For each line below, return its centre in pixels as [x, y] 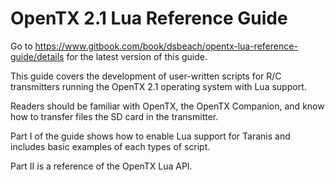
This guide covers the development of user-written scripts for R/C [146, 76]
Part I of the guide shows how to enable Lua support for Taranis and [150, 136]
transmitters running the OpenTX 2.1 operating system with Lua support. [158, 86]
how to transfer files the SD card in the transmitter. [114, 116]
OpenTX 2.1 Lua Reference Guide [149, 18]
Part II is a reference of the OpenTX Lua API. [101, 166]
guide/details [37, 56]
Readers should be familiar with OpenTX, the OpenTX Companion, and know [167, 106]
